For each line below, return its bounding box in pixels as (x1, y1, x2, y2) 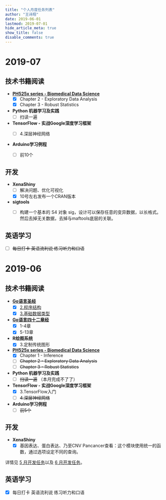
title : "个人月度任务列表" (5, 7, 55, 12)
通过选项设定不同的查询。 (28, 448, 81, 454)
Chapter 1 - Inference (19, 353, 63, 359)
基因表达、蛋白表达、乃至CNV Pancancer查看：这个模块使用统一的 (19, 442, 157, 448)
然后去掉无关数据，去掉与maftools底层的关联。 (19, 215, 116, 221)
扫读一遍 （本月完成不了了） (19, 376, 78, 382)
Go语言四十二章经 (12, 317, 49, 323)
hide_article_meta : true (5, 26, 56, 31)
